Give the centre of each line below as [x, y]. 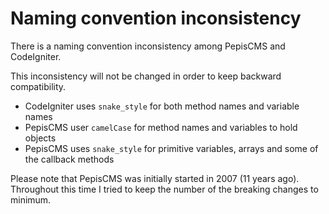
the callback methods [69, 159]
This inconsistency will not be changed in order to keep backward [146, 76]
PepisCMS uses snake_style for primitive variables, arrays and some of [171, 148]
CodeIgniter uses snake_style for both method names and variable [162, 106]
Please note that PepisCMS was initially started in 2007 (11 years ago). [155, 178]
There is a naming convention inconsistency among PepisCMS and [148, 46]
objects [40, 138]
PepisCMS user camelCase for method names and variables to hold [161, 127]
